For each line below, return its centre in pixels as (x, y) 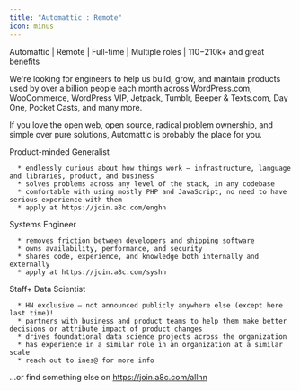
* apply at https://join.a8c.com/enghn (92, 208)
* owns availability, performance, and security (110, 248)
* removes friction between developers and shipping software (136, 240)
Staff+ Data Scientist (48, 289)
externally (30, 264)
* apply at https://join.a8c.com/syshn (92, 272)
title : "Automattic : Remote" (66, 18)
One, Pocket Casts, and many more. (76, 107)
